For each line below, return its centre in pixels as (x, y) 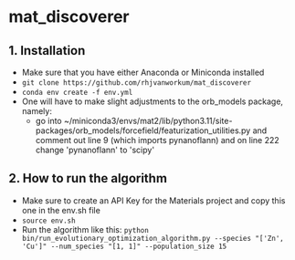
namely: (37, 111)
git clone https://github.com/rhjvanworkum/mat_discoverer (137, 83)
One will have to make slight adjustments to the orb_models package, (153, 101)
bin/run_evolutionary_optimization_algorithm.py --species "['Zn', (153, 238)
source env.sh (48, 221)
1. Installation (47, 51)
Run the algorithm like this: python (85, 229)
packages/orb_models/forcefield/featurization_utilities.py (143, 130)
